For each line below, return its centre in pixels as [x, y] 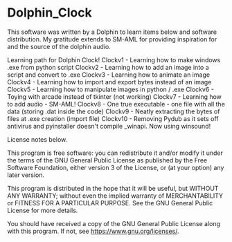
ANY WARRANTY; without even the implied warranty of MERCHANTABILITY [115, 196]
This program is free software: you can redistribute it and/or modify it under [115, 153]
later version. [26, 175]
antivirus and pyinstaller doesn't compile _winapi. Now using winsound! [109, 126]
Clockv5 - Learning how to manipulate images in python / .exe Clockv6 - [111, 89]
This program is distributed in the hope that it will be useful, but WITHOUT [113, 188]
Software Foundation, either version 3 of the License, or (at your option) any [116, 167]
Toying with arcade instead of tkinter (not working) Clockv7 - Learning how [114, 96]
